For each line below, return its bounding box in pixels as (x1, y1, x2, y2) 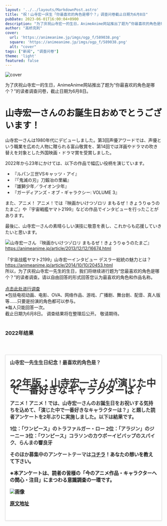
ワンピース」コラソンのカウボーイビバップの (40, 433, 141, 439)
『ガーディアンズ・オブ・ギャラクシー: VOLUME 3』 (12, 189, 120, 195)
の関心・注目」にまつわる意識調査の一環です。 (9, 477, 115, 484)
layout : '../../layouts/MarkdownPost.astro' (5, 7, 99, 12)
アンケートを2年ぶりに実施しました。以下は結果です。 (14, 414, 137, 421)
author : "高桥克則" (5, 26, 43, 31)
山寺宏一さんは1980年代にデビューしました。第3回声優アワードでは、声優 (5, 137, 158, 143)
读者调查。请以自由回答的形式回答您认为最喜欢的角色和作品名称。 (20, 274, 156, 280)
